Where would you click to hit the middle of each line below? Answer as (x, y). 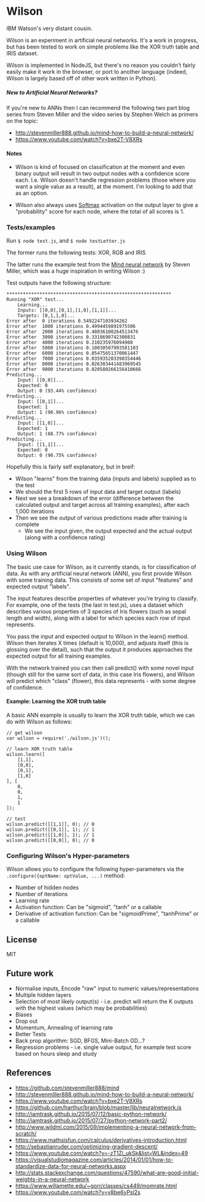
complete (27, 525)
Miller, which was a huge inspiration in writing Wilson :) (76, 271)
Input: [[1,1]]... (41, 445)
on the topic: (22, 120)
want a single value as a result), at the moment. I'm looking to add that (104, 187)
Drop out (26, 1021)
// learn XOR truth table (39, 749)
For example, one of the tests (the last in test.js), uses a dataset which (95, 605)
